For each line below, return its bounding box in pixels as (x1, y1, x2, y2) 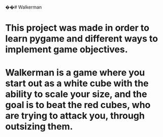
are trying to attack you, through (5, 110, 145, 122)
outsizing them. (5, 121, 73, 132)
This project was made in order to (5, 22, 150, 34)
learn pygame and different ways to (5, 33, 158, 45)
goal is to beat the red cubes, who (5, 99, 151, 111)
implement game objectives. (5, 44, 128, 55)
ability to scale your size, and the (5, 88, 147, 100)
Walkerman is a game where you (5, 67, 145, 79)
